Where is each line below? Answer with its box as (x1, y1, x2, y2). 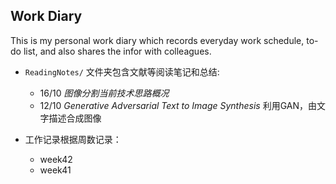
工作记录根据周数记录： (24, 133, 122, 145)
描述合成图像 (48, 112, 102, 124)
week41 (39, 164, 72, 176)
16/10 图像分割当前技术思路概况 (39, 87, 170, 99)
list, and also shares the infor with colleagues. (23, 45, 212, 57)
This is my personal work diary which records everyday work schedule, (10, 34, 305, 46)
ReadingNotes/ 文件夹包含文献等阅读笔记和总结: (24, 65, 220, 78)
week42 (39, 153, 73, 165)
